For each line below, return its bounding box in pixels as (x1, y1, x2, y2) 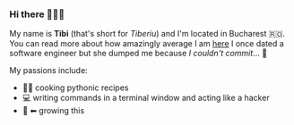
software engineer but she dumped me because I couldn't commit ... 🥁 (9, 48, 267, 59)
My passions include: (9, 65, 88, 76)
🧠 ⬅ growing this (22, 105, 85, 116)
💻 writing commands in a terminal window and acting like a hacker (22, 93, 271, 104)
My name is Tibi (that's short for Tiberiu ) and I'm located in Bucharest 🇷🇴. (9, 29, 285, 39)
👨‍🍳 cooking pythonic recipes (22, 82, 129, 93)
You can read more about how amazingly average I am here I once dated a (9, 38, 284, 49)
